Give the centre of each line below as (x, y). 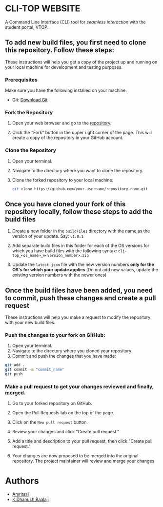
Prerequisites (21, 80)
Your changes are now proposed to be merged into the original (75, 456)
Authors (22, 481)
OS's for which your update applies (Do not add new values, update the (85, 270)
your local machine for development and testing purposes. (64, 67)
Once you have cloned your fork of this (65, 204)
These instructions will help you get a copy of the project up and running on (81, 62)
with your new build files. (30, 323)
